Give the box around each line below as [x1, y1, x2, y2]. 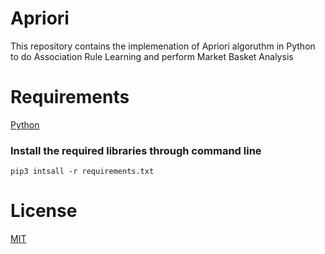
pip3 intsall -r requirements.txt [10, 167, 155, 177]
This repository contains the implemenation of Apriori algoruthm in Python [10, 40, 316, 52]
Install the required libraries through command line [10, 143, 262, 157]
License [10, 200, 78, 222]
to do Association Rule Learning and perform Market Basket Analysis [10, 50, 294, 62]
